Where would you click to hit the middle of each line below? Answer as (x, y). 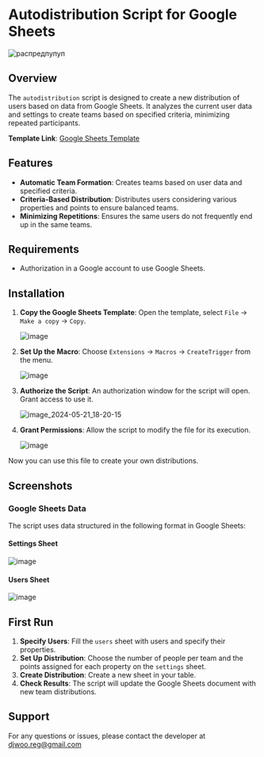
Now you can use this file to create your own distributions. (103, 461)
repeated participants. (44, 123)
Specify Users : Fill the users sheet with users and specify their (122, 641)
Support (29, 717)
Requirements (44, 249)
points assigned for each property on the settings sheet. (113, 667)
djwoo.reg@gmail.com (45, 744)
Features (31, 163)
